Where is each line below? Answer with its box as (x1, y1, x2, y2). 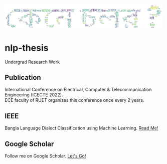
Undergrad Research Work (5, 59, 60, 65)
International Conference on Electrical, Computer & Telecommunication (5, 87, 152, 93)
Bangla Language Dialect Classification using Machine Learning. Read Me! (5, 125, 158, 131)
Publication (5, 73, 41, 82)
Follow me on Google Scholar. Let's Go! (5, 153, 86, 159)
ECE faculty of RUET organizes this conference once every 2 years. (5, 97, 144, 103)
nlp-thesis (5, 42, 49, 54)
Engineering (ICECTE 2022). (5, 92, 63, 98)
